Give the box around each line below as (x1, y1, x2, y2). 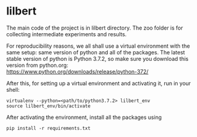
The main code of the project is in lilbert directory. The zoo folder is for (6, 24, 184, 31)
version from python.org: (6, 62, 68, 69)
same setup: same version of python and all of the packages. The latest (6, 48, 185, 56)
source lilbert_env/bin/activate (6, 103, 91, 109)
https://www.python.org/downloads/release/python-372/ (6, 68, 149, 75)
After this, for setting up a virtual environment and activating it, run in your (6, 80, 191, 87)
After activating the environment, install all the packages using (6, 113, 162, 121)
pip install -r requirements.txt (6, 125, 91, 131)
